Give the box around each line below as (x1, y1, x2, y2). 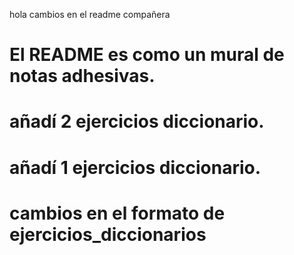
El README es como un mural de (9, 44, 285, 66)
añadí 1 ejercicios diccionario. (9, 156, 262, 179)
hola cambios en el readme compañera (9, 9, 171, 20)
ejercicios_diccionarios (9, 223, 207, 246)
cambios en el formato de (9, 202, 226, 224)
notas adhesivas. (9, 65, 156, 88)
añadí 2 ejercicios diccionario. (9, 110, 265, 133)
